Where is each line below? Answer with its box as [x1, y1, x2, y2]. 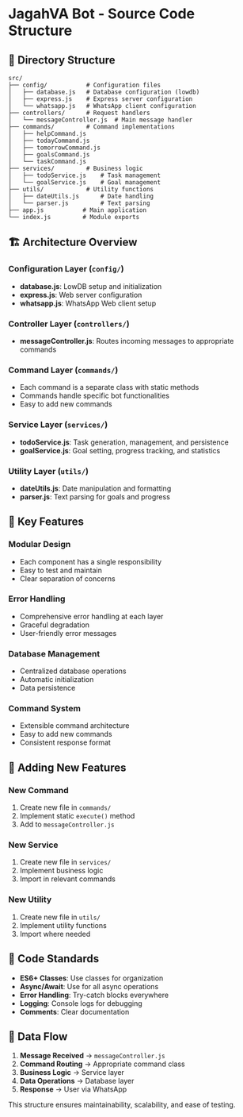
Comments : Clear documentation [19, 1007, 130, 1016]
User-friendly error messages [19, 628, 117, 637]
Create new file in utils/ [19, 912, 101, 922]
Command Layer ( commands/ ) [8, 364, 119, 376]
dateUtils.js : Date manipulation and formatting [19, 483, 172, 493]
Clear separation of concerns [19, 573, 116, 584]
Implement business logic [19, 866, 104, 876]
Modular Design [8, 539, 71, 550]
